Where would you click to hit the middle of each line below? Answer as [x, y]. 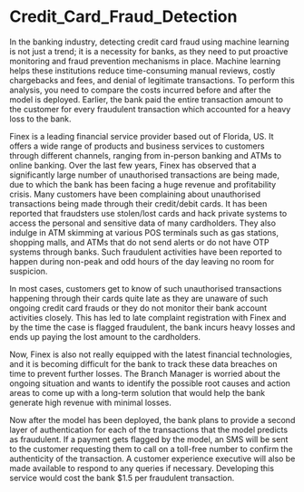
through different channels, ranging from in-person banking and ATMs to [146, 155]
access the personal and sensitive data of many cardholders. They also [143, 223]
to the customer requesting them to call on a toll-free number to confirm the [151, 449]
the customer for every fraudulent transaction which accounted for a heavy [150, 109]
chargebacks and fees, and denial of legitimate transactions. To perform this [152, 80]
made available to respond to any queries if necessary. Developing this [142, 468]
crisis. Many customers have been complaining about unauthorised [135, 194]
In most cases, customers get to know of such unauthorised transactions [146, 288]
